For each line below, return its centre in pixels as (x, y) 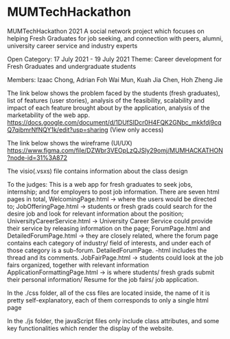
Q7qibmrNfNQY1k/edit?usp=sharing (58, 130)
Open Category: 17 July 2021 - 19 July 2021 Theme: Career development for (114, 59)
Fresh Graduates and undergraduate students (71, 66)
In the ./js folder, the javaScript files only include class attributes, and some (113, 320)
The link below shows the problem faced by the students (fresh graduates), (114, 93)
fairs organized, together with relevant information (78, 265)
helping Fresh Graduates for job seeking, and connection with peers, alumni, (115, 38)
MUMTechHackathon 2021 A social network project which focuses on (106, 31)
